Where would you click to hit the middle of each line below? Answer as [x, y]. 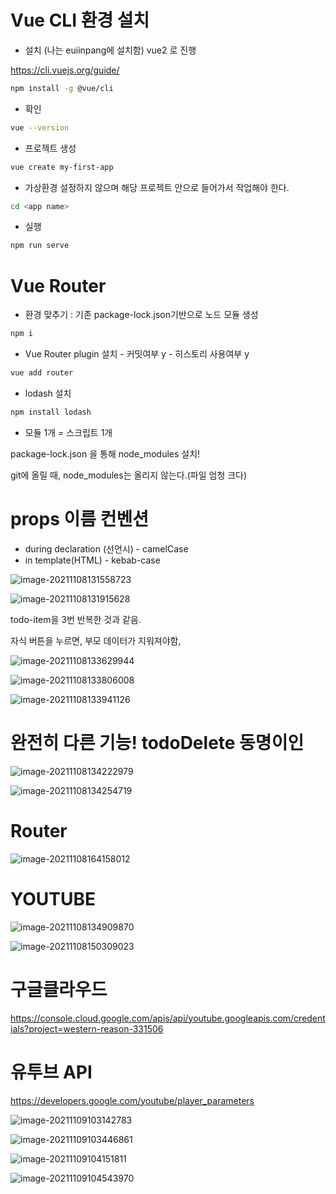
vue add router [42, 373]
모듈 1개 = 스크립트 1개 [68, 432]
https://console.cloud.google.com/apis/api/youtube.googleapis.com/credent [168, 1018]
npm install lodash [51, 412]
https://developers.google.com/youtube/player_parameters [132, 1100]
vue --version [40, 127]
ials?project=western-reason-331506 [87, 1028]
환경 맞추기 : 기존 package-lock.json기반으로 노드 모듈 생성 [141, 315]
